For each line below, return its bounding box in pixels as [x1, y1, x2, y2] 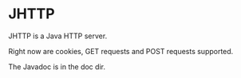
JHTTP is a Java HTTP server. [8, 31, 108, 41]
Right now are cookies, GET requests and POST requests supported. [8, 46, 234, 56]
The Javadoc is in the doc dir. [8, 61, 106, 72]
